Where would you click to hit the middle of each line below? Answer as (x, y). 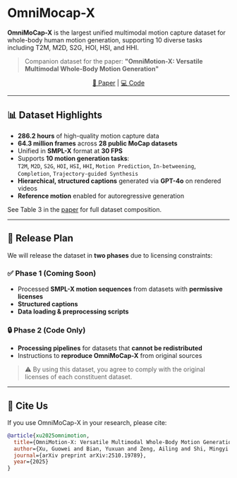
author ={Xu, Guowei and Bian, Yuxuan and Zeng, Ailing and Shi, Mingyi (121, 449)
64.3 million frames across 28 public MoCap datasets (97, 143)
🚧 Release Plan (41, 238)
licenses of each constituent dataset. (78, 377)
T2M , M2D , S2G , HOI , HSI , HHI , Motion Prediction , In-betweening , (107, 166)
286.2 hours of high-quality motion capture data (89, 136)
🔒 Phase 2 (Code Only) (47, 330)
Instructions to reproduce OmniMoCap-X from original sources (110, 356)
